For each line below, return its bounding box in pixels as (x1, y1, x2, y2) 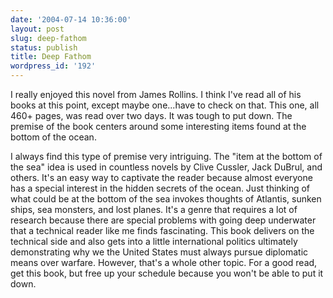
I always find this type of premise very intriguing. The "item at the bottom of (10, 151, 323, 162)
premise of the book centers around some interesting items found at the (10, 121, 307, 132)
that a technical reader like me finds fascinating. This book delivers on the (10, 225, 315, 236)
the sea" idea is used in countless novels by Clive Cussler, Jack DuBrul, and (10, 161, 323, 173)
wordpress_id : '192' (10, 61, 97, 71)
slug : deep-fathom (10, 33, 87, 43)
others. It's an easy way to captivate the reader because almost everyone (10, 172, 313, 183)
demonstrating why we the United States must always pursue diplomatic (10, 246, 309, 258)
